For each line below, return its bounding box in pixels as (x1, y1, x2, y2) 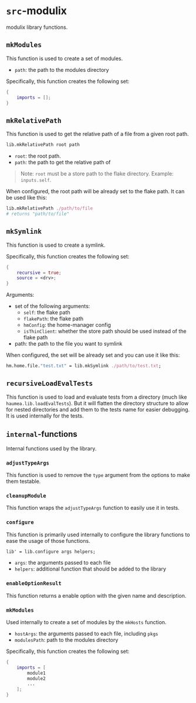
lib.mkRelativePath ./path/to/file (6, 205, 93, 211)
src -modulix (6, 4, 67, 18)
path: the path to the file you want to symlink (14, 340, 123, 347)
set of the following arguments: (14, 303, 90, 310)
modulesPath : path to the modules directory (14, 636, 119, 643)
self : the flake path (23, 309, 70, 316)
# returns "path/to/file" (6, 211, 69, 217)
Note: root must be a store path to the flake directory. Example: (20, 170, 174, 177)
